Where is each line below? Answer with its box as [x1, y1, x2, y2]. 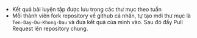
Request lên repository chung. [12, 25, 88, 32]
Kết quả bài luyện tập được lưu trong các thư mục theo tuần [12, 6, 162, 13]
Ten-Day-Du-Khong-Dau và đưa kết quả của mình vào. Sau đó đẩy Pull [12, 19, 183, 25]
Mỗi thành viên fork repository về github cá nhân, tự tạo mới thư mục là [12, 12, 191, 19]
